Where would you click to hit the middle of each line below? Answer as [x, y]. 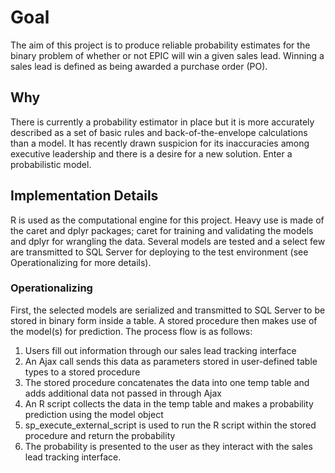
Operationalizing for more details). [81, 262]
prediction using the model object [94, 414]
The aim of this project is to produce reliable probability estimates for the [160, 45]
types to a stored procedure [82, 372]
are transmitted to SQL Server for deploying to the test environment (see [159, 252]
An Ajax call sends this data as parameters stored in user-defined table [171, 361]
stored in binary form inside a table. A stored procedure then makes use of [164, 320]
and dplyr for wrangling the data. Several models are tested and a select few [168, 241]
